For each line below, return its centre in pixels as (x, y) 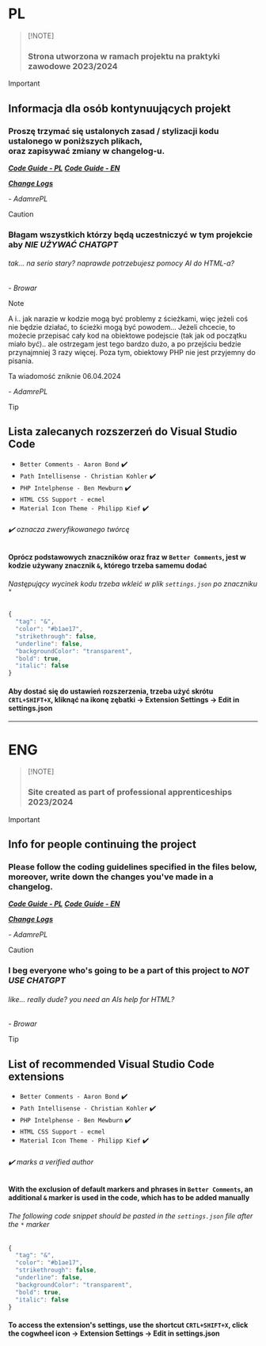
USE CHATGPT (37, 981)
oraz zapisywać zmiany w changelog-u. (87, 151)
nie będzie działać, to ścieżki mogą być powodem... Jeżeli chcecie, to (122, 327)
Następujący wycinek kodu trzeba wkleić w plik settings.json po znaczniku (133, 583)
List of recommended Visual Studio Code (112, 1064)
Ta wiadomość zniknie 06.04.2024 (65, 377)
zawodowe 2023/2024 (72, 66)
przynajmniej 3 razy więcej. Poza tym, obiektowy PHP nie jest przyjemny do (132, 353)
